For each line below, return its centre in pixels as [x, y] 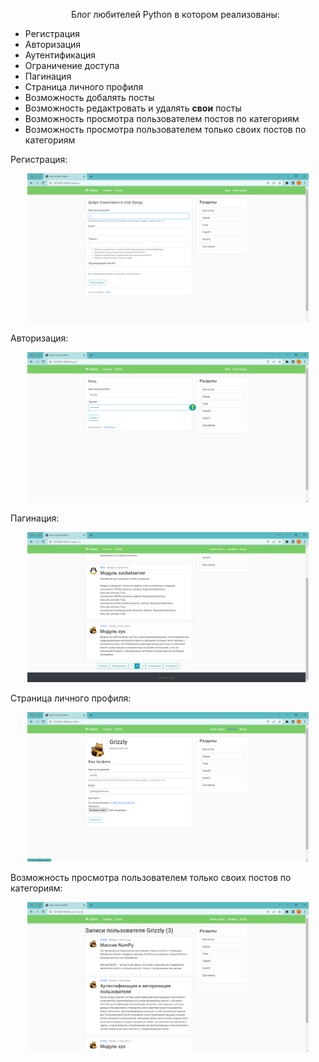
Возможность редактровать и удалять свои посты [133, 108]
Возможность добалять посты [89, 97]
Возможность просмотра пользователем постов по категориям [162, 118]
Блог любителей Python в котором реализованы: [175, 14]
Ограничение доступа [72, 65]
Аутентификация [60, 55]
